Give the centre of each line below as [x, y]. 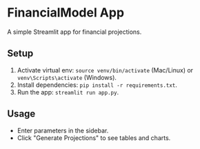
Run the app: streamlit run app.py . [68, 92]
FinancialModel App [66, 13]
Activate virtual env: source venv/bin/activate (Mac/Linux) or [105, 70]
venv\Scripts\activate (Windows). [67, 77]
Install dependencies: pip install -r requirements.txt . [97, 85]
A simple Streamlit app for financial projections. [74, 32]
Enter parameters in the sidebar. [63, 130]
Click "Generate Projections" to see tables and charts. [94, 138]
